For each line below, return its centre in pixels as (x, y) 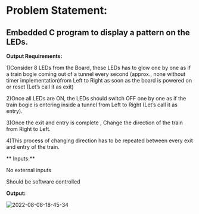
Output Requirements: (34, 56)
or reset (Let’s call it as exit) (40, 87)
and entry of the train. (33, 147)
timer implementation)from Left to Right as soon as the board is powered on (99, 80)
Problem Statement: (57, 10)
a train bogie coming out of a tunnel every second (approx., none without (96, 74)
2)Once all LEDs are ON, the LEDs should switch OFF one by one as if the (96, 98)
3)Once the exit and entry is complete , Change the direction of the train (95, 123)
